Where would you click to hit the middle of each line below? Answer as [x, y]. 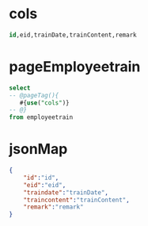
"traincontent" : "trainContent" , [76, 200]
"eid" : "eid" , [45, 185]
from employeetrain [41, 117]
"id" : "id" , [41, 178]
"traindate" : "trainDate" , [66, 192]
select [20, 88]
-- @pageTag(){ [34, 95]
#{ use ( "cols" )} [44, 103]
